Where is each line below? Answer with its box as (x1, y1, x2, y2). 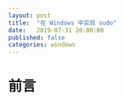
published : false (8, 33, 66, 42)
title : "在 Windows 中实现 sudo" (8, 19, 117, 27)
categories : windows (8, 41, 77, 49)
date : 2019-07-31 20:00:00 (8, 26, 104, 34)
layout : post (8, 11, 51, 20)
